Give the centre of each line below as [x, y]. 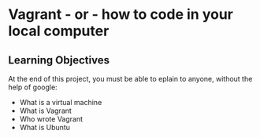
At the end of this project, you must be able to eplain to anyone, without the [130, 79]
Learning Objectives [59, 60]
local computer [59, 31]
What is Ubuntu [45, 127]
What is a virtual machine [61, 102]
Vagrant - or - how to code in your [121, 15]
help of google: [33, 87]
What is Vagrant [46, 111]
